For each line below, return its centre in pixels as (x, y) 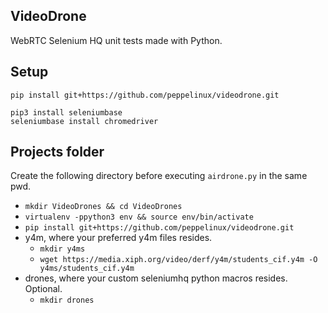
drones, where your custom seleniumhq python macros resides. (156, 278)
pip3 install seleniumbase (66, 112)
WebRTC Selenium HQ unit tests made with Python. (116, 40)
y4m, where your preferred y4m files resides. (118, 238)
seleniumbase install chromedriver (84, 121)
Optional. (43, 289)
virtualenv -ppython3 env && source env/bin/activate (139, 217)
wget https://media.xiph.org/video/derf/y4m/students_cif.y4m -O (178, 260)
